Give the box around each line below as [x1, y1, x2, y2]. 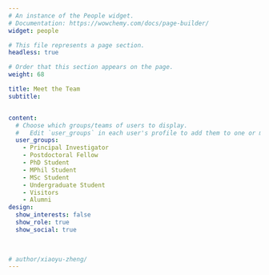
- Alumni [22, 196, 52, 204]
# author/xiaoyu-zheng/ [8, 255, 88, 263]
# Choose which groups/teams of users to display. [15, 121, 188, 129]
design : [8, 204, 34, 212]
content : [8, 114, 38, 122]
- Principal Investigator [22, 144, 110, 152]
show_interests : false [15, 211, 91, 219]
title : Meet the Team [8, 85, 81, 93]
